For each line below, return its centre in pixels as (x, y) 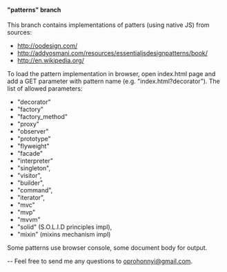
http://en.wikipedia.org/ (50, 61)
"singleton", (34, 168)
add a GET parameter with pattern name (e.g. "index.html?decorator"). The (114, 81)
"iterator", (31, 198)
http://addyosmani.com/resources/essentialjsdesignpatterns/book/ (112, 53)
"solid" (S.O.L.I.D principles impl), (65, 227)
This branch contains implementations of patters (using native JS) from (108, 25)
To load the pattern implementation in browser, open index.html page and (111, 74)
